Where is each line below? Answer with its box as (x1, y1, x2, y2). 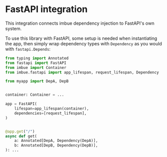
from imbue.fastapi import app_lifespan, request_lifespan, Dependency (5, 69, 159, 75)
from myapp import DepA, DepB (5, 79, 69, 84)
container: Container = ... (5, 92, 65, 98)
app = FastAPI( (5, 102, 37, 107)
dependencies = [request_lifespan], (14, 111, 87, 116)
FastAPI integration (5, 4, 88, 15)
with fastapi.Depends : (5, 46, 51, 52)
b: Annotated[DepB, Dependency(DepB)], (14, 143, 98, 148)
